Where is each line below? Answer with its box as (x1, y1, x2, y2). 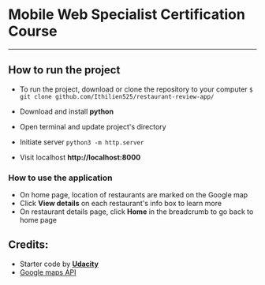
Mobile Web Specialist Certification (8, 6, 246, 24)
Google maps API (19, 267, 77, 277)
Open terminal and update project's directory (19, 122, 167, 131)
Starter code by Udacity (19, 259, 99, 268)
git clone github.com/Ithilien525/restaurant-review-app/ (19, 92, 215, 100)
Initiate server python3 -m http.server (19, 137, 144, 147)
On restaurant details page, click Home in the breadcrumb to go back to (19, 207, 254, 216)
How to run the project (8, 63, 121, 77)
